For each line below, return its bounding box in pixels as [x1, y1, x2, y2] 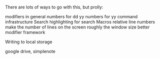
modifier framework [5, 29, 45, 35]
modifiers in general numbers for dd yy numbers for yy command [5, 14, 138, 19]
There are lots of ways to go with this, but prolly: [5, 4, 103, 10]
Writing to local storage [5, 39, 53, 45]
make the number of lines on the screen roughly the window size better [5, 24, 150, 30]
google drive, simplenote [5, 49, 56, 54]
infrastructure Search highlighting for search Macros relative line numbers [5, 19, 155, 25]
